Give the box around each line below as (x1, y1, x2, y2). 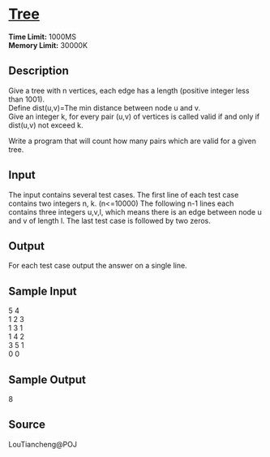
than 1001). (8, 94, 45, 104)
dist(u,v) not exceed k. (8, 120, 84, 130)
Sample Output (8, 372, 87, 386)
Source (8, 418, 46, 432)
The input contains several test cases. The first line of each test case (8, 189, 239, 199)
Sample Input (8, 284, 77, 298)
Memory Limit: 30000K (8, 40, 88, 50)
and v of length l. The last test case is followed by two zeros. (8, 215, 211, 225)
